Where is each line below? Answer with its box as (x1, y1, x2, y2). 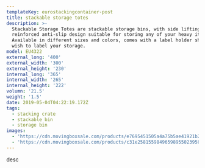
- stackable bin (12, 116, 53, 122)
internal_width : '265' (6, 77, 64, 83)
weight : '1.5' (6, 94, 43, 100)
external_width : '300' (6, 60, 64, 66)
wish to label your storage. (12, 43, 86, 49)
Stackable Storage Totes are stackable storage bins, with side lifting (12, 26, 201, 32)
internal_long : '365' (6, 71, 62, 77)
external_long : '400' (6, 54, 62, 60)
